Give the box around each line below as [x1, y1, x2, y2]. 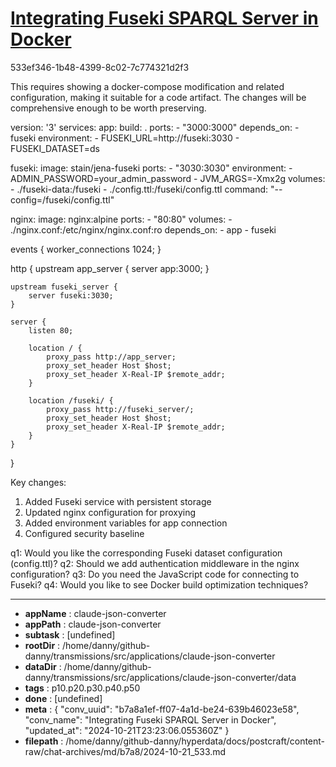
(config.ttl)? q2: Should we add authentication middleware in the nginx [10, 557, 300, 569]
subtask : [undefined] [24, 628, 116, 641]
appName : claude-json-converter [24, 607, 167, 619]
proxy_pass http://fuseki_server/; [46, 404, 195, 414]
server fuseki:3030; [28, 290, 114, 301]
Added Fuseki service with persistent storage [24, 495, 212, 507]
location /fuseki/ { [28, 395, 114, 406]
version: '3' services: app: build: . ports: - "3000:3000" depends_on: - [10, 121, 300, 133]
